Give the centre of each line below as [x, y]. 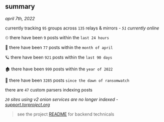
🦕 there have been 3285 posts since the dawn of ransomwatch [67, 80]
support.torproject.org [27, 104]
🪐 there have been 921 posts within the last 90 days [59, 57]
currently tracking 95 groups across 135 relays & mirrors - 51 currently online [82, 28]
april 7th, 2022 [20, 18]
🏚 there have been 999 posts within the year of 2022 [59, 69]
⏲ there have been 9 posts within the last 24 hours [57, 37]
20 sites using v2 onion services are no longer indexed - [62, 99]
